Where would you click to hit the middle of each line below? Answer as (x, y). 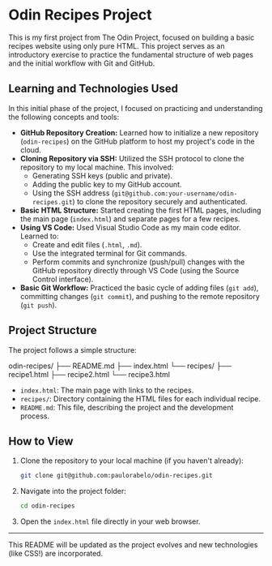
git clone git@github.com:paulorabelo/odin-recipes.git (116, 476)
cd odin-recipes (47, 506)
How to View (41, 441)
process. (35, 416)
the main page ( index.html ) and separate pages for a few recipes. (130, 219)
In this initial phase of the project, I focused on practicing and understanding (136, 108)
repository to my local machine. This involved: (97, 167)
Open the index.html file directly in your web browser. (110, 521)
